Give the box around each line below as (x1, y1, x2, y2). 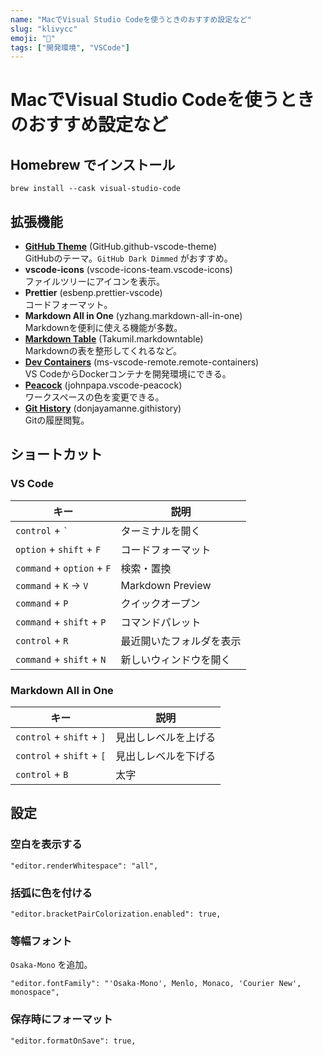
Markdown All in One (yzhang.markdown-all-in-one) (24, 310, 243, 322)
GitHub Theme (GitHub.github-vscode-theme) (24, 241, 218, 253)
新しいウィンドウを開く (120, 652, 232, 666)
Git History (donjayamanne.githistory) (24, 402, 182, 415)
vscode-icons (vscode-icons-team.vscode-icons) (24, 264, 233, 276)
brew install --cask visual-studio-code (10, 184, 182, 194)
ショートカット (10, 446, 103, 463)
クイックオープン (120, 596, 201, 610)
